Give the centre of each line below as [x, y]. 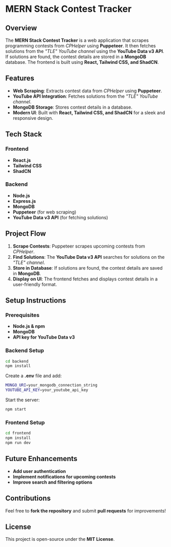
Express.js [24, 201]
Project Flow [26, 234]
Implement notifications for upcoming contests [64, 477]
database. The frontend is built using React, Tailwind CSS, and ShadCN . [82, 62]
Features [20, 78]
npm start [16, 410]
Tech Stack [24, 134]
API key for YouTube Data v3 [44, 337]
